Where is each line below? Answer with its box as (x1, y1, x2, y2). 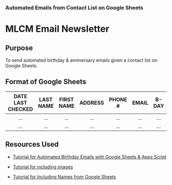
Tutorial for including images (12, 163, 73, 170)
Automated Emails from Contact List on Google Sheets (5, 4, 143, 11)
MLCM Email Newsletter (5, 23, 110, 35)
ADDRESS (79, 99, 104, 106)
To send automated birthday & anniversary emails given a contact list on (5, 57, 158, 63)
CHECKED (8, 105, 33, 113)
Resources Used (5, 140, 59, 149)
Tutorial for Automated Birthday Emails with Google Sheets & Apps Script (12, 154, 167, 160)
